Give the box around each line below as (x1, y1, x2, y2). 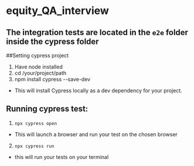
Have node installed (14, 63, 63, 70)
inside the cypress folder (6, 36, 99, 46)
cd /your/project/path (14, 70, 67, 77)
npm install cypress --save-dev (14, 76, 91, 82)
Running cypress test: (6, 104, 89, 114)
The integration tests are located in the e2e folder (6, 27, 189, 37)
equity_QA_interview (6, 4, 110, 18)
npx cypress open (14, 120, 57, 126)
